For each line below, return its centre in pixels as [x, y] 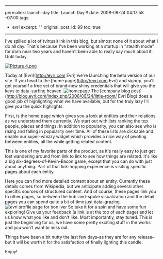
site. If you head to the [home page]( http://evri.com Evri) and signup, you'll [80, 80]
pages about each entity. [30, 172]
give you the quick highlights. [34, 106]
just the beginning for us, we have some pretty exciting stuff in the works [78, 222]
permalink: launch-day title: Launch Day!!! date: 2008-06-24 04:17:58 [74, 12]
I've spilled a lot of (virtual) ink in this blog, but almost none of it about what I [81, 41]
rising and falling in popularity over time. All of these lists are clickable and [79, 131]
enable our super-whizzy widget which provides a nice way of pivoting [76, 136]
